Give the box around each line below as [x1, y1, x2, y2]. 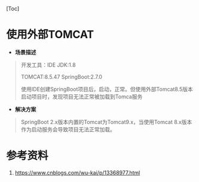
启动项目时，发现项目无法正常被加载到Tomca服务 [20, 92, 143, 100]
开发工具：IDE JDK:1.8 [20, 61, 76, 68]
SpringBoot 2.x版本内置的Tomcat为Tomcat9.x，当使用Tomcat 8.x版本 [20, 118, 192, 125]
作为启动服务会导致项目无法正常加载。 [20, 125, 115, 133]
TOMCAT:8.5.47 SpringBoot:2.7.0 [20, 73, 103, 80]
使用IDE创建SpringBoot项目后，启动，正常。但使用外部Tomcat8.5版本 [20, 85, 193, 92]
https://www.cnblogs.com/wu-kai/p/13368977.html [14, 169, 140, 176]
